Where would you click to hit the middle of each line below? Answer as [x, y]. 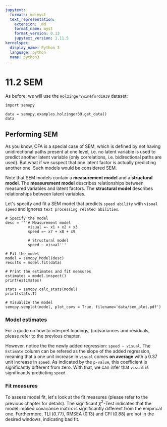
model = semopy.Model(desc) [35, 258]
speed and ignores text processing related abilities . [62, 209]
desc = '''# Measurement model [38, 223]
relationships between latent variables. [45, 194]
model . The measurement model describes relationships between [74, 183]
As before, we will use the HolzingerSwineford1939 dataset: [67, 96]
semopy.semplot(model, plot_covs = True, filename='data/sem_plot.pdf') [83, 307]
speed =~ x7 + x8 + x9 [51, 232]
